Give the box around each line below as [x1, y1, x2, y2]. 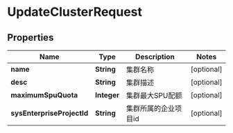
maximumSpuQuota [10, 90, 78, 100]
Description [135, 52, 175, 61]
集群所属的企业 [126, 104, 175, 113]
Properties [7, 32, 54, 43]
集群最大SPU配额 [126, 91, 182, 100]
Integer [94, 90, 120, 100]
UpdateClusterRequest [7, 4, 143, 20]
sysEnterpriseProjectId [10, 108, 89, 118]
